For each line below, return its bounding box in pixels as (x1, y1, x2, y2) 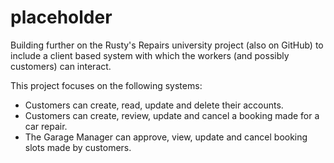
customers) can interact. (10, 60, 112, 72)
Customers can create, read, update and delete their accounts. (24, 99, 284, 111)
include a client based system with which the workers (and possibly (10, 49, 290, 61)
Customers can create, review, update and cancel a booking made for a (24, 109, 320, 121)
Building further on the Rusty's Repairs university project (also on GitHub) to (10, 39, 324, 51)
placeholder (10, 6, 113, 29)
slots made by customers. (24, 141, 132, 153)
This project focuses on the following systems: (10, 79, 203, 91)
